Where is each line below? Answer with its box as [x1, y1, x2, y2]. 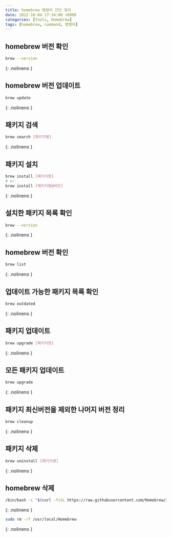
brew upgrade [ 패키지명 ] [5, 340, 54, 346]
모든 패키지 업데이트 [5, 366, 64, 375]
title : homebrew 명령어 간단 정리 [5, 7, 72, 13]
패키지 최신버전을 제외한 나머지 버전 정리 [5, 405, 125, 414]
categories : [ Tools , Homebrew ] [5, 17, 72, 22]
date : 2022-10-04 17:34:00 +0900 [5, 12, 77, 17]
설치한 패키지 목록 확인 [5, 209, 73, 218]
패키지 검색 [5, 121, 38, 130]
